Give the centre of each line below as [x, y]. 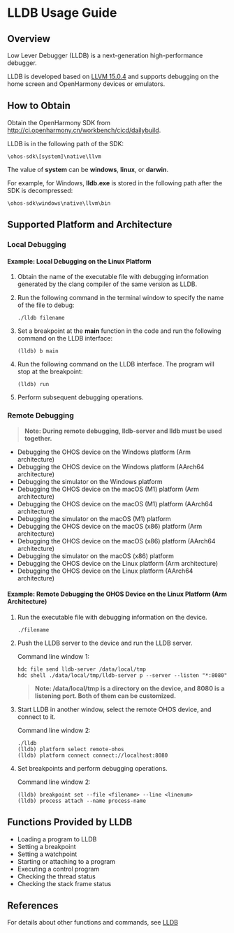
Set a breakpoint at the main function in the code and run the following [119, 331]
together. [38, 438]
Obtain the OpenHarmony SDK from [59, 122]
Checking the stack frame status [64, 883]
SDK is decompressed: [40, 190]
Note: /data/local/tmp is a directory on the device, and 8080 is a [130, 688]
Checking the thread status [57, 876]
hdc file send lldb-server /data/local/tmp [82, 669]
